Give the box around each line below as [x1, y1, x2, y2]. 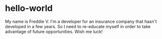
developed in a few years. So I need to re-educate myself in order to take [5, 23, 151, 29]
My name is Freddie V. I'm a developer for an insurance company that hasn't [5, 19, 157, 24]
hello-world [5, 3, 53, 14]
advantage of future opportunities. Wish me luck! [5, 29, 103, 34]
